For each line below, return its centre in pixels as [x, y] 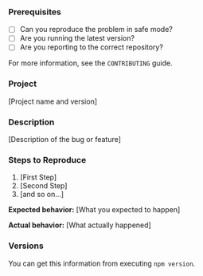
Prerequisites [35, 12]
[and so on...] [42, 195]
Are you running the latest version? [77, 38]
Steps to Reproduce [47, 160]
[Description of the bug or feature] [65, 140]
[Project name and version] [53, 101]
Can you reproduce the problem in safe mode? [96, 30]
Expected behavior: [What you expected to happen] [94, 210]
